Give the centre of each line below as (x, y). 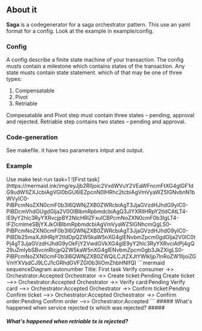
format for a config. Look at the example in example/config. (80, 31)
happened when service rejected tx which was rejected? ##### (86, 307)
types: (14, 79)
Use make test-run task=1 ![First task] (53, 179)
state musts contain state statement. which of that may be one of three (94, 72)
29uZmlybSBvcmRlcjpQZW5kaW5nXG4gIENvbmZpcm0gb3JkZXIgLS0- (95, 249)
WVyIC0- (18, 198)
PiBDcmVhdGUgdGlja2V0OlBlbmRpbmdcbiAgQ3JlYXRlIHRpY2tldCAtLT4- (97, 211)
